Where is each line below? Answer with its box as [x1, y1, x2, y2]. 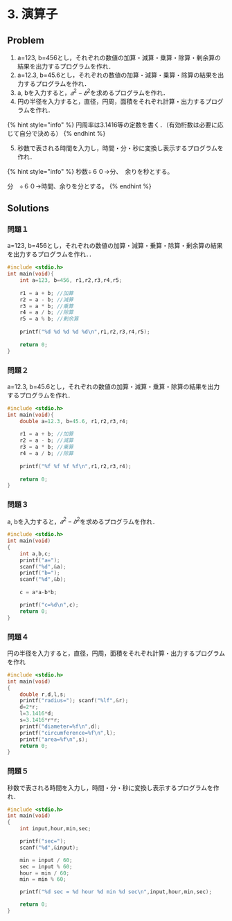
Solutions [7, 202, 50, 215]
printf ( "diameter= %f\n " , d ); [19, 723, 100, 730]
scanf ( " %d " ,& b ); [19, 576, 67, 583]
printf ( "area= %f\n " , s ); [19, 735, 89, 743]
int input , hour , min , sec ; [19, 825, 91, 832]
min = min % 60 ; [19, 876, 67, 883]
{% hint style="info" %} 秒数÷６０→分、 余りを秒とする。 [7, 167, 174, 175]
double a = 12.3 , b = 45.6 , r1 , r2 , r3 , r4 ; [19, 418, 129, 424]
